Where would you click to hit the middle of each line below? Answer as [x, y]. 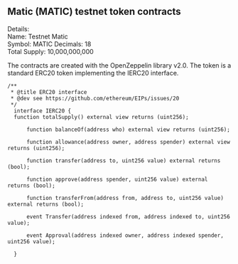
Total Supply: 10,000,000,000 [50, 51]
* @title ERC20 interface [49, 92]
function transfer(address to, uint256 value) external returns [123, 160]
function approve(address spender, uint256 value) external [117, 179]
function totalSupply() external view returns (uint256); [102, 117]
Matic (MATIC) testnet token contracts [94, 12]
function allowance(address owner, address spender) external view [128, 142]
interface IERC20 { [43, 111]
